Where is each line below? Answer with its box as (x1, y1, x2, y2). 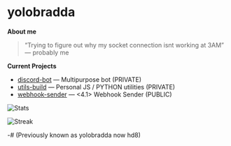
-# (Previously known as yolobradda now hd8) (7, 131, 141, 139)
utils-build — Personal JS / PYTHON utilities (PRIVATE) (17, 82, 176, 91)
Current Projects (7, 61, 57, 70)
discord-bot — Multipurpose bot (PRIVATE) (17, 75, 142, 84)
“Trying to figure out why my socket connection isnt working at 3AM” (24, 41, 225, 49)
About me (7, 27, 37, 36)
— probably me (24, 48, 69, 57)
